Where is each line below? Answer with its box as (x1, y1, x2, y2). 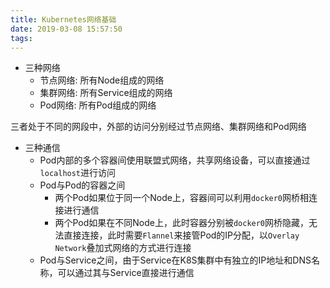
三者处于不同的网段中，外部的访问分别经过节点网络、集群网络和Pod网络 (10, 121, 307, 133)
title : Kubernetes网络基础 (10, 14, 117, 25)
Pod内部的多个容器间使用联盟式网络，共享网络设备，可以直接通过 (39, 154, 311, 166)
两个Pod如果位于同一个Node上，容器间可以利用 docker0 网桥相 (54, 192, 310, 204)
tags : (10, 33, 33, 43)
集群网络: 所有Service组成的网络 (39, 87, 173, 99)
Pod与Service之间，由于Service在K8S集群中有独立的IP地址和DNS (39, 254, 312, 266)
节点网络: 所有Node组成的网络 (39, 74, 165, 86)
